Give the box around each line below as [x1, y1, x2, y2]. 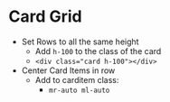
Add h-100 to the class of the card [34, 45, 162, 56]
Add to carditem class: [34, 74, 119, 85]
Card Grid [8, 6, 82, 27]
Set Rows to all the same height [21, 36, 139, 47]
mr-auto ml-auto [48, 86, 110, 95]
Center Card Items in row [21, 65, 116, 76]
